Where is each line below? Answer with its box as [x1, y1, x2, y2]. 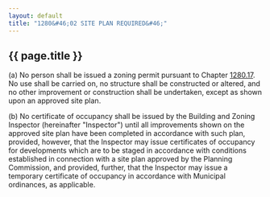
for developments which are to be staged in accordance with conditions [8, 146, 247, 155]
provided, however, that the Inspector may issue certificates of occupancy [8, 137, 255, 147]
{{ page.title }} [8, 49, 83, 63]
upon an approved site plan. [8, 96, 102, 105]
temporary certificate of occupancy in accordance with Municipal [8, 171, 226, 181]
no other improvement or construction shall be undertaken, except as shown [8, 88, 263, 97]
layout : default [8, 11, 63, 20]
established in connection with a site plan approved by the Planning [8, 154, 233, 164]
